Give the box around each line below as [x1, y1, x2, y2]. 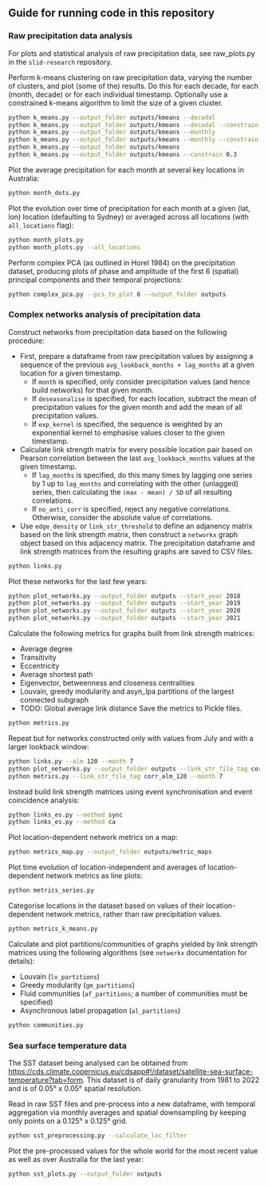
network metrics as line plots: [45, 871, 143, 881]
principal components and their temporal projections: [8, 275, 183, 285]
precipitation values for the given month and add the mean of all [31, 402, 242, 412]
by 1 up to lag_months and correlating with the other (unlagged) [31, 479, 239, 488]
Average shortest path [19, 670, 93, 679]
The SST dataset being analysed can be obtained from [8, 1058, 188, 1068]
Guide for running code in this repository [8, 6, 215, 20]
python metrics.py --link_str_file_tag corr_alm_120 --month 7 [8, 772, 223, 780]
